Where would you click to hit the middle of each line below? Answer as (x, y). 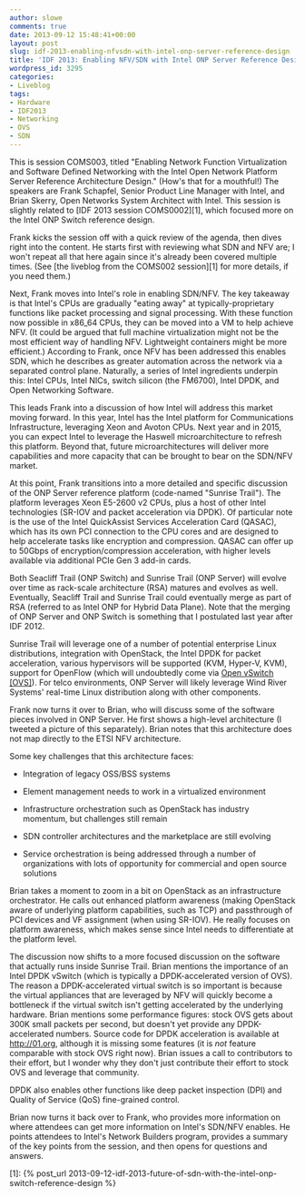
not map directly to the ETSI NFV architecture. (95, 738)
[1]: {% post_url (38, 1173)
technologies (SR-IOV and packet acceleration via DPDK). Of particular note (151, 512)
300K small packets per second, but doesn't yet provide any (123, 1024)
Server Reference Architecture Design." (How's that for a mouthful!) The (144, 181)
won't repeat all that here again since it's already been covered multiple (143, 256)
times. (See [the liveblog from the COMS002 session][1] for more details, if (149, 266)
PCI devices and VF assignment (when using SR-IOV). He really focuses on (150, 919)
